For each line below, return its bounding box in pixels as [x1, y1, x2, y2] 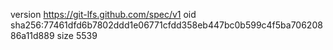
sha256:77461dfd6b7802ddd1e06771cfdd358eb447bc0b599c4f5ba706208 [10, 19, 323, 31]
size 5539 [56, 30, 98, 41]
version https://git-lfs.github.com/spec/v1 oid [10, 9, 197, 20]
